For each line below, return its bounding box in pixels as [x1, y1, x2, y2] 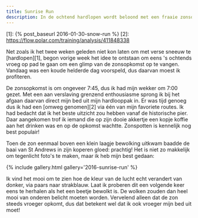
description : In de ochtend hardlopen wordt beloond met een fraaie [6, 14, 178, 20]
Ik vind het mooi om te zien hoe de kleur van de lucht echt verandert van [6, 175, 183, 182]
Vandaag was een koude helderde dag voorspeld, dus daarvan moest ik [6, 67, 181, 74]
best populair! [6, 128, 40, 136]
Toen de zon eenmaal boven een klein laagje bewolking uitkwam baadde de [6, 140, 190, 147]
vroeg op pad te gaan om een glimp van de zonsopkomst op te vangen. [6, 60, 180, 68]
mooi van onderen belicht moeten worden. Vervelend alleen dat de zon [6, 194, 179, 201]
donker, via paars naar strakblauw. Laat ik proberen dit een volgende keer [6, 181, 185, 189]
